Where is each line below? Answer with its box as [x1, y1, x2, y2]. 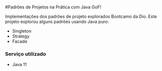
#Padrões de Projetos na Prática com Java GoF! [5, 4, 101, 10]
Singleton [12, 28, 32, 34]
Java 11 [12, 62, 27, 68]
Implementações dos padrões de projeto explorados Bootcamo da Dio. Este [5, 14, 157, 19]
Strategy [12, 34, 30, 39]
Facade [12, 38, 28, 44]
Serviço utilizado [5, 51, 46, 57]
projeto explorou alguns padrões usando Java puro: [5, 19, 109, 24]
